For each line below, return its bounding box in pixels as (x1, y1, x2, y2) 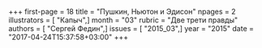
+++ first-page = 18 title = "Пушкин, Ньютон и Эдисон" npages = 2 (8, 7, 237, 16)
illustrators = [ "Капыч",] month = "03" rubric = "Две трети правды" (8, 15, 238, 25)
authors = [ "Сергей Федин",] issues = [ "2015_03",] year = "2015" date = (8, 24, 254, 33)
